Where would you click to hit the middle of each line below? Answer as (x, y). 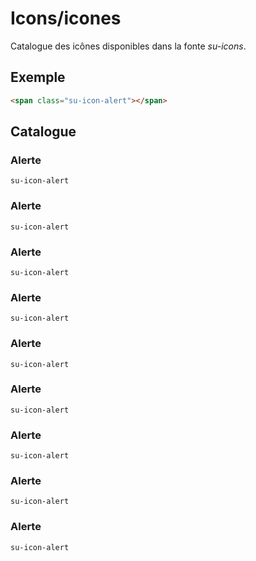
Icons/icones (66, 18)
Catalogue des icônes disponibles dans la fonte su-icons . (128, 46)
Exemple (38, 77)
